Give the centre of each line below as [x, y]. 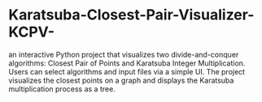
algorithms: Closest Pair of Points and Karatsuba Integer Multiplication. [127, 63]
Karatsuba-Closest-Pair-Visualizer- [131, 15]
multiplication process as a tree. [62, 89]
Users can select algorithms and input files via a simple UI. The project [127, 71]
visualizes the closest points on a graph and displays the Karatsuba [121, 80]
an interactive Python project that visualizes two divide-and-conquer [124, 54]
